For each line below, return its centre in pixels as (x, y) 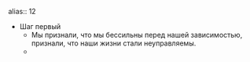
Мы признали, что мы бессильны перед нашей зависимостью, (137, 35)
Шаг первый (40, 26)
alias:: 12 (22, 11)
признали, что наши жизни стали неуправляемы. (114, 43)
